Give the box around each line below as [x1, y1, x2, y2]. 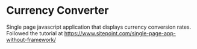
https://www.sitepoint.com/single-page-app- [64, 29, 176, 36]
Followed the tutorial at [6, 29, 63, 36]
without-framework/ [6, 36, 56, 43]
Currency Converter [6, 4, 109, 17]
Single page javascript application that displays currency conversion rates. [6, 23, 192, 30]
